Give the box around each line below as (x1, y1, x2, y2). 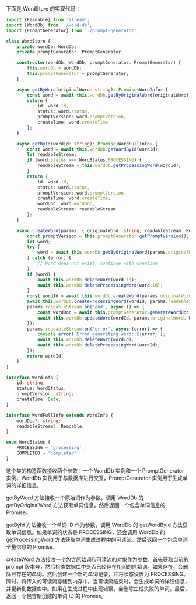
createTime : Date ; (16, 396, 61, 402)
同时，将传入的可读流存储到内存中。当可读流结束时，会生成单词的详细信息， (6, 577, 190, 584)
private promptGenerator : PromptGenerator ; (16, 49, 124, 55)
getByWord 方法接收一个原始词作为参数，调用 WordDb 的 (6, 494, 144, 501)
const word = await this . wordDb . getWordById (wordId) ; (27, 146, 160, 152)
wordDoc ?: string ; (16, 418, 61, 424)
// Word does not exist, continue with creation (37, 260, 158, 266)
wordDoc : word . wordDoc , (37, 201, 95, 207)
